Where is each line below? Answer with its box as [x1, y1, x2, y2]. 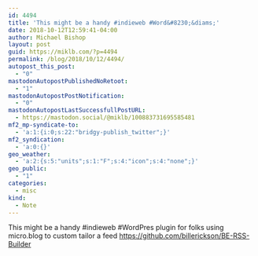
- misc [15, 186, 37, 195]
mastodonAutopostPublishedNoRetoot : [8, 77, 128, 85]
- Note [15, 201, 37, 209]
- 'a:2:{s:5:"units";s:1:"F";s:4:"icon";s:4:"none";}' [15, 158, 199, 166]
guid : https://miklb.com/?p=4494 [8, 48, 118, 56]
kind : [8, 194, 26, 202]
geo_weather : [8, 150, 51, 158]
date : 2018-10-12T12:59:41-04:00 [8, 26, 118, 34]
